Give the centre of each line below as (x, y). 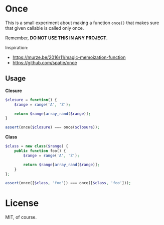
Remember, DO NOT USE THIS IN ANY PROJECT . (56, 38)
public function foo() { (40, 151)
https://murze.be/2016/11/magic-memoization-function (69, 57)
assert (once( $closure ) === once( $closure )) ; (52, 127)
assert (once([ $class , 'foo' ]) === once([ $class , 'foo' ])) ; (68, 183)
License (22, 203)
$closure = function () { (31, 100)
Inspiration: (17, 47)
